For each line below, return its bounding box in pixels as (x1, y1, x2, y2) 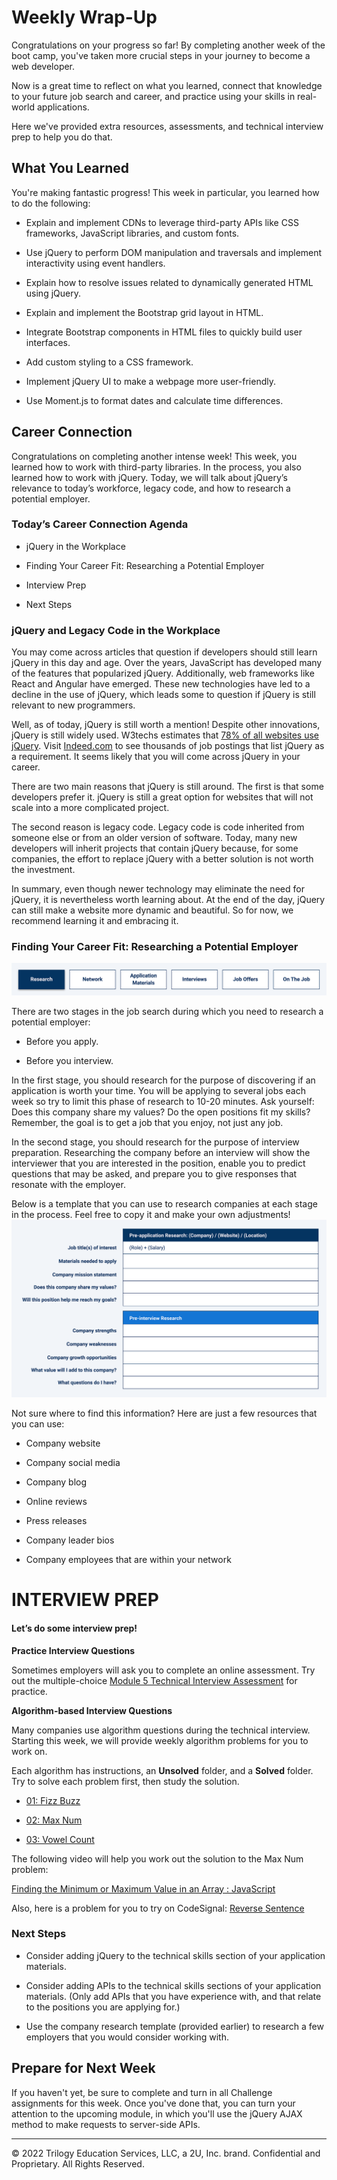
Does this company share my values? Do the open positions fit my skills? (11, 1106, 311, 1118)
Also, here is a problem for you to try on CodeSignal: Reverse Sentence (11, 1902, 305, 1914)
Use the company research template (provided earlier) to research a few (25, 2020, 324, 2032)
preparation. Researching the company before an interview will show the (11, 1147, 311, 1159)
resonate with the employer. (11, 1179, 126, 1191)
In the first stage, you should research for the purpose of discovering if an (11, 1074, 316, 1086)
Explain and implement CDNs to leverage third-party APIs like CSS (25, 216, 299, 228)
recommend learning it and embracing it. (11, 915, 179, 927)
